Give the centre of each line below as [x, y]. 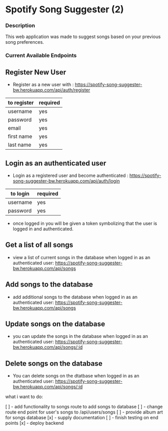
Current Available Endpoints [41, 56]
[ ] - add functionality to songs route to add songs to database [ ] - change [84, 407]
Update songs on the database [55, 324]
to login [20, 194]
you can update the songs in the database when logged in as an [80, 336]
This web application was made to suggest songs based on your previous [83, 37]
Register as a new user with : [43, 85]
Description [20, 26]
